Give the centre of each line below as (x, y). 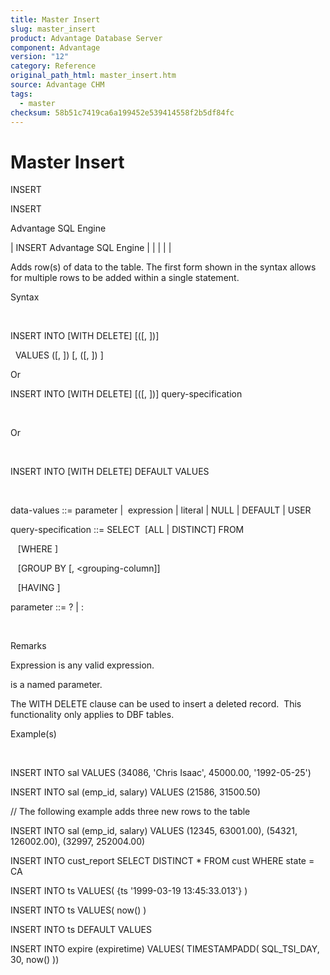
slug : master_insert (53, 29)
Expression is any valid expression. (82, 665)
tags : (21, 94)
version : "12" (40, 57)
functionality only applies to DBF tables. (92, 715)
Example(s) (33, 734)
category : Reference (53, 66)
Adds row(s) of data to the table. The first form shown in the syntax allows (163, 267)
